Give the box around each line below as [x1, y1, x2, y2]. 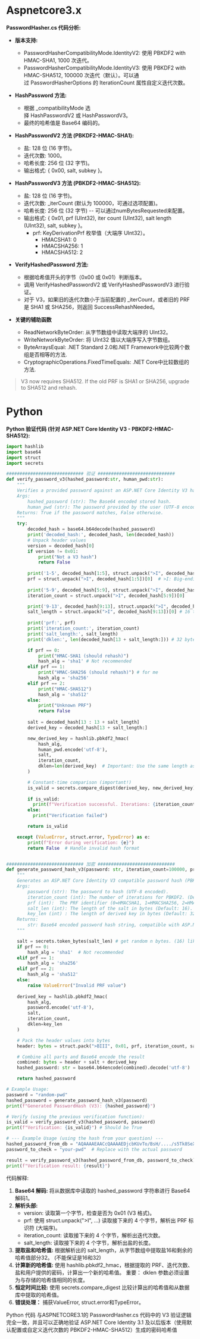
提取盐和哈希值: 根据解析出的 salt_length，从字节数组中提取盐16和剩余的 [14, 1246, 193, 1253]
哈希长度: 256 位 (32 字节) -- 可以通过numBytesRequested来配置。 [23, 207, 188, 214]
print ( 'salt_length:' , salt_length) [27, 631, 118, 637]
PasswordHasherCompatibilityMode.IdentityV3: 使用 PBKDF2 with [23, 64, 186, 71]
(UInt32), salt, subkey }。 [23, 221, 86, 229]
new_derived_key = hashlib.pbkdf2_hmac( [27, 736, 129, 742]
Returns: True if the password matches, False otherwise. [17, 509, 164, 515]
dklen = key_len [27, 1021, 62, 1027]
